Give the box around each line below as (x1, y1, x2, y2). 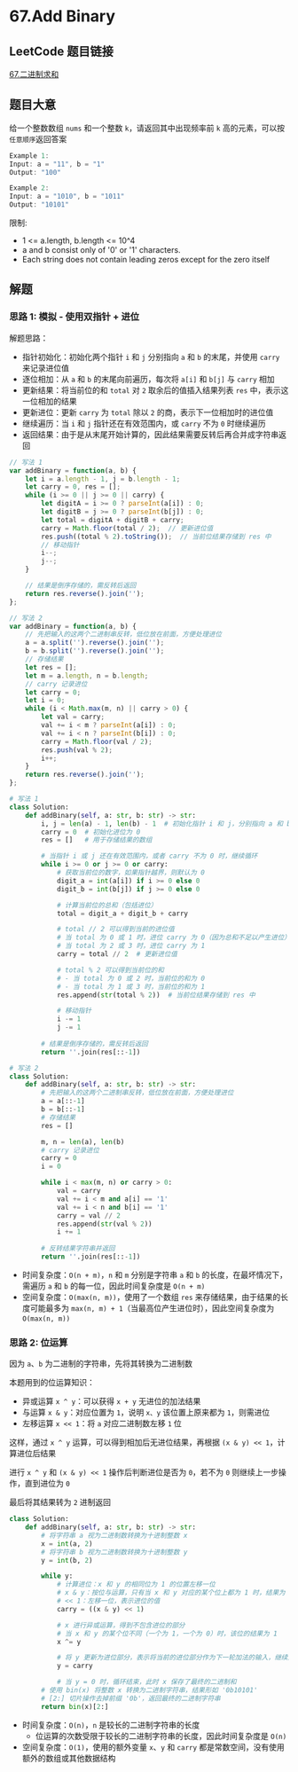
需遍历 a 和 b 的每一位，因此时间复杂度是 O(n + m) (21, 1280, 206, 1291)
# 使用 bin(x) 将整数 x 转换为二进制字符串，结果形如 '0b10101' (41, 1686, 258, 1695)
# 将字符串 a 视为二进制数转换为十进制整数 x (41, 1531, 188, 1540)
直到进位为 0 (24, 1478, 71, 1489)
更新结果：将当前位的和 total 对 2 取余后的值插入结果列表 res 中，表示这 (21, 384, 289, 396)
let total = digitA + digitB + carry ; (41, 515, 184, 524)
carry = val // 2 (56, 1211, 122, 1220)
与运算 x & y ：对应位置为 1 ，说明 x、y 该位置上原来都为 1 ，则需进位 (21, 1407, 271, 1418)
